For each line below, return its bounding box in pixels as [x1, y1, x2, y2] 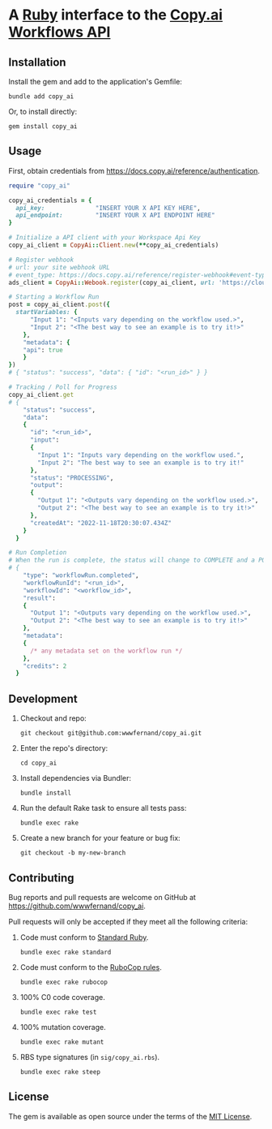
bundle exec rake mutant [19, 1037, 104, 1046]
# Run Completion [8, 549, 67, 557]
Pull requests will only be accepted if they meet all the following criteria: [8, 916, 249, 926]
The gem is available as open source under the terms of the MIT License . [8, 1111, 253, 1121]
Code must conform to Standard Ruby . [19, 932, 149, 942]
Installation [8, 55, 66, 69]
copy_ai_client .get [8, 390, 74, 399]
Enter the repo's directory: [19, 743, 108, 753]
